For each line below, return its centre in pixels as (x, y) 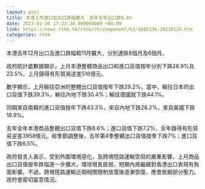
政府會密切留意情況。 (33, 180)
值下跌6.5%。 (24, 144)
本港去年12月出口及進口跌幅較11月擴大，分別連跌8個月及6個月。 (87, 53)
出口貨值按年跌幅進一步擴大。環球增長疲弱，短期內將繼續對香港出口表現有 (100, 164)
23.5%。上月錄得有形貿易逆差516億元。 (57, 74)
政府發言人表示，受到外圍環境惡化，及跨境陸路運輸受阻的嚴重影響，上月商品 (103, 156)
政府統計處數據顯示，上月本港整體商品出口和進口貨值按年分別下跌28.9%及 (100, 66)
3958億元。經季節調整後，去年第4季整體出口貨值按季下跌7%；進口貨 (110, 136)
